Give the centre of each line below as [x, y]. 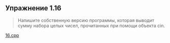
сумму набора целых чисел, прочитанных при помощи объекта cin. [91, 25]
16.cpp [12, 35]
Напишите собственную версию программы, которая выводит [86, 20]
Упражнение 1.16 [33, 8]
